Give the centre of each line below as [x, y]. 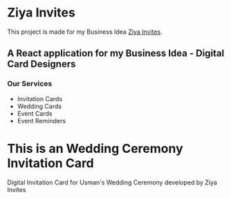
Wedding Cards [39, 106]
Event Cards [35, 113]
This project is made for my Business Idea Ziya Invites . [85, 32]
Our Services [30, 84]
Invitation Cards [40, 98]
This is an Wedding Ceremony [95, 148]
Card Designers [41, 64]
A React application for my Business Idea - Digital [116, 53]
